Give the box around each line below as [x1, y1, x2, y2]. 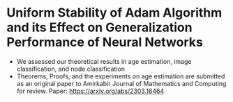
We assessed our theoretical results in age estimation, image [16, 57, 192, 65]
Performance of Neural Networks [6, 35, 203, 50]
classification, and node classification [16, 65, 125, 73]
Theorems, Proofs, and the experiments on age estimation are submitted [16, 71, 225, 80]
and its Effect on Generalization [6, 19, 193, 35]
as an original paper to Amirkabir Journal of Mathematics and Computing [16, 79, 227, 87]
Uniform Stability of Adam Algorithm [6, 5, 223, 21]
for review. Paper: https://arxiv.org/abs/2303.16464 [16, 87, 165, 95]
